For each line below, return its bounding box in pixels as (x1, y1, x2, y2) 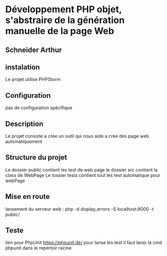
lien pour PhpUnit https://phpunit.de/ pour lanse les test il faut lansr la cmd (5, 240, 162, 246)
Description (5, 119, 43, 128)
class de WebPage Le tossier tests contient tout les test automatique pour (5, 172, 161, 178)
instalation (5, 63, 40, 71)
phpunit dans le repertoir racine (5, 245, 72, 251)
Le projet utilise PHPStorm (5, 76, 61, 83)
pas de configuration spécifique (5, 105, 73, 111)
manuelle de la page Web (5, 25, 114, 37)
